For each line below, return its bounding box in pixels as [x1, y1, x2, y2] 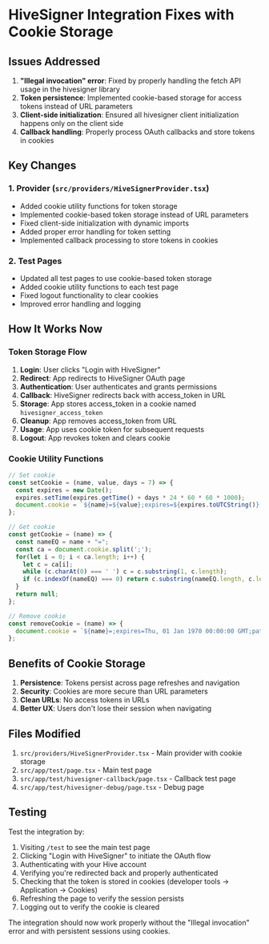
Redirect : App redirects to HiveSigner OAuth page [19, 373, 186, 383]
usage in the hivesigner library [19, 84, 120, 94]
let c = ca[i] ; [22, 560, 74, 568]
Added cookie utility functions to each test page [19, 282, 179, 291]
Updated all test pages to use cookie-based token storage [19, 273, 212, 283]
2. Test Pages [8, 255, 62, 267]
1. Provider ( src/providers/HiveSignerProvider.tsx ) [8, 183, 210, 194]
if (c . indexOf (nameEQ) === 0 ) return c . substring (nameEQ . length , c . [22, 576, 256, 584]
